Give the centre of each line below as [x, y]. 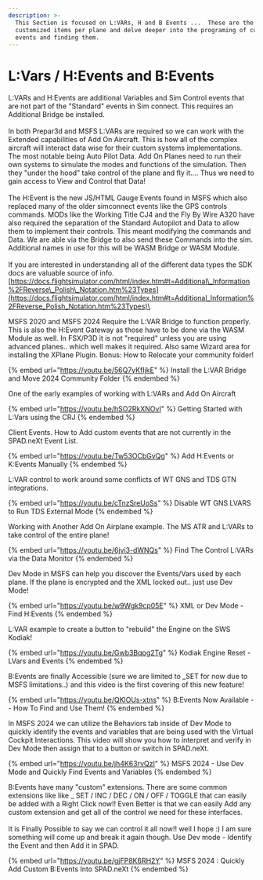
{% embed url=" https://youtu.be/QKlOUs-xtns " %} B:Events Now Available [128, 700]
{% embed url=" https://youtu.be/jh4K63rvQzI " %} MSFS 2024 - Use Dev [126, 764]
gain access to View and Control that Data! [77, 181]
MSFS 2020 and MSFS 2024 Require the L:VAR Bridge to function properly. [130, 322]
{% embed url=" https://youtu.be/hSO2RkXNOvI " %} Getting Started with [125, 409]
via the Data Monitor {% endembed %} [71, 559]
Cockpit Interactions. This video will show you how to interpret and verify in [130, 740]
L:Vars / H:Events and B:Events [111, 76]
